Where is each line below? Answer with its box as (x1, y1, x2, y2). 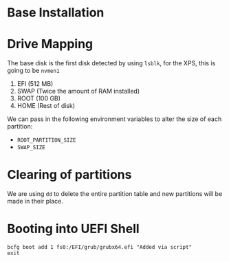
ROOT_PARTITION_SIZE (17, 137, 76, 144)
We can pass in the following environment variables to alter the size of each (7, 115, 222, 123)
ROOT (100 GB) (17, 94, 61, 102)
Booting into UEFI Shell (7, 221, 140, 237)
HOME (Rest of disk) (17, 102, 76, 110)
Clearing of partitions (7, 167, 132, 183)
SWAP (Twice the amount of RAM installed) (17, 87, 140, 96)
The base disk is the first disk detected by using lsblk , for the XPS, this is (7, 59, 216, 67)
